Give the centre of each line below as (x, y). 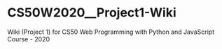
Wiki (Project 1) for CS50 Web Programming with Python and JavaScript (111, 32)
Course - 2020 (29, 39)
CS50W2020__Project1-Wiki (92, 13)
